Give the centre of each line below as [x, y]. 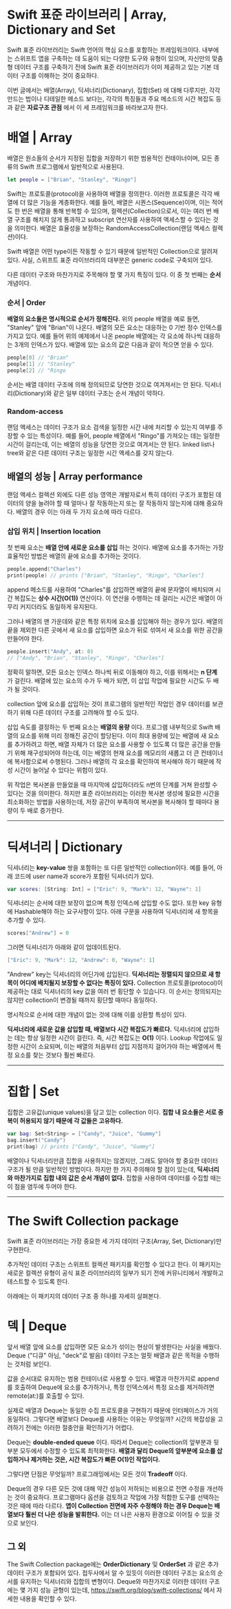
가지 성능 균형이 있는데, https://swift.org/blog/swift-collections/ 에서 [121, 1590]
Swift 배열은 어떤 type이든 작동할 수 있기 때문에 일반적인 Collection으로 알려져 [113, 251]
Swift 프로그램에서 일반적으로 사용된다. [72, 166]
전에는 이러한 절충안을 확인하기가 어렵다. [79, 1427]
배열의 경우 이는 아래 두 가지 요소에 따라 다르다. [79, 512]
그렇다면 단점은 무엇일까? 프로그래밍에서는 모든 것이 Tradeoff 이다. [97, 1474]
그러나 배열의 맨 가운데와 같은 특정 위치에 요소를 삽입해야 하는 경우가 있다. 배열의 [115, 621]
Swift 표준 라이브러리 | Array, [87, 15]
